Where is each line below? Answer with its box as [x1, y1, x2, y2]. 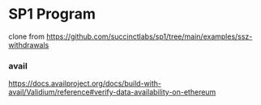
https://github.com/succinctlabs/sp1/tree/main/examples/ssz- [45, 31, 253, 41]
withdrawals [8, 40, 49, 49]
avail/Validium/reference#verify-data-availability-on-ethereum [8, 87, 216, 97]
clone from [8, 31, 45, 41]
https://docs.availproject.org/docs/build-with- [8, 78, 162, 89]
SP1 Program [8, 5, 96, 23]
